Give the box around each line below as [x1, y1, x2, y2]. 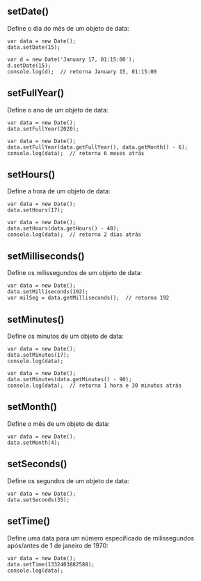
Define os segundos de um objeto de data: [7, 476, 130, 485]
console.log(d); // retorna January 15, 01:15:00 [7, 68, 157, 75]
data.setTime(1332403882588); [7, 561, 95, 568]
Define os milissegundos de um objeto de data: [7, 269, 143, 277]
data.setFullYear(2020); [7, 125, 79, 132]
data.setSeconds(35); [7, 496, 70, 503]
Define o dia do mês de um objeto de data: [7, 24, 130, 32]
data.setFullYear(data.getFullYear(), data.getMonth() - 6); [7, 143, 188, 151]
